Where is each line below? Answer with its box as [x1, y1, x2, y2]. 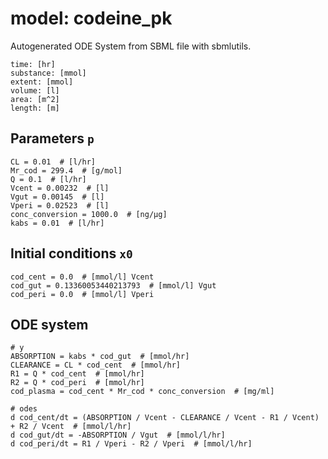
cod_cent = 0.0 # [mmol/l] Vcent [10, 272, 155, 282]
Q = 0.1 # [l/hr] [10, 174, 87, 184]
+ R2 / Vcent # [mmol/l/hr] [10, 422, 132, 432]
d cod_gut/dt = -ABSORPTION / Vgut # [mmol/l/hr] [10, 430, 226, 441]
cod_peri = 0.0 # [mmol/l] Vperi [10, 289, 155, 299]
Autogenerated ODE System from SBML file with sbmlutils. [10, 40, 252, 52]
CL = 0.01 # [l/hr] [10, 157, 97, 167]
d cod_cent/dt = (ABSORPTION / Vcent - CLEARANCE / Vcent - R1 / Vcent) [10, 413, 320, 423]
